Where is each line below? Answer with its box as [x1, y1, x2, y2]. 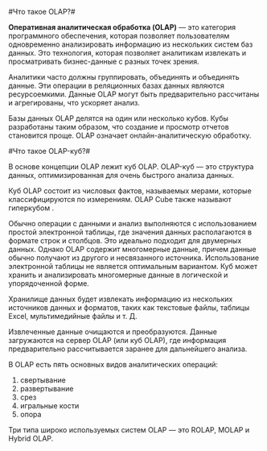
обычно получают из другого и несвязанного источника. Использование [8, 253, 260, 263]
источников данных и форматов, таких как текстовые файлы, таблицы [8, 303, 250, 312]
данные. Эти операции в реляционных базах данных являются [8, 81, 225, 90]
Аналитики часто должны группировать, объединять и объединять [8, 72, 240, 81]
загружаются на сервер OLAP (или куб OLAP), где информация [8, 336, 227, 345]
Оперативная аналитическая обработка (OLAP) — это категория [8, 23, 236, 31]
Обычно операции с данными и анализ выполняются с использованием [8, 219, 257, 228]
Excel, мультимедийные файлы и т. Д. [8, 312, 138, 321]
